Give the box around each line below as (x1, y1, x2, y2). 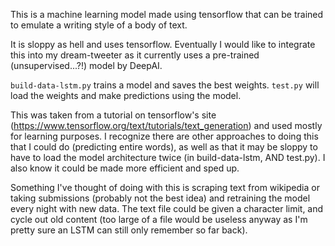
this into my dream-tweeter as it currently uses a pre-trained (10, 49, 260, 61)
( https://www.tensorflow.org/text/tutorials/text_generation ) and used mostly (10, 120, 323, 131)
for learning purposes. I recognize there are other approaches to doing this (10, 130, 319, 142)
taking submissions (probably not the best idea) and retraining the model (10, 192, 311, 204)
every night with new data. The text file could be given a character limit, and (10, 203, 324, 214)
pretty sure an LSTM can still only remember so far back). (10, 224, 248, 236)
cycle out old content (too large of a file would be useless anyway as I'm (10, 214, 308, 225)
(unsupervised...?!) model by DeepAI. (10, 60, 163, 71)
